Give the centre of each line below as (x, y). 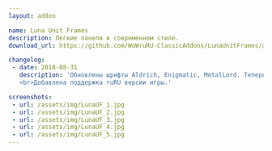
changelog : (27, 60)
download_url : (32, 45)
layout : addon (32, 16)
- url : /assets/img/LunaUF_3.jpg (68, 120)
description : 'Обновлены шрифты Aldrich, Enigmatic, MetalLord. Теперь (142, 75)
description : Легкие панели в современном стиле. (94, 38)
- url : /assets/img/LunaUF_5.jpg (68, 135)
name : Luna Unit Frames (49, 30)
